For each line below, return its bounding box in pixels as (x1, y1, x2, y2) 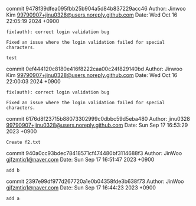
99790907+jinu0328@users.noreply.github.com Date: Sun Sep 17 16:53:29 (6, 121, 188, 128)
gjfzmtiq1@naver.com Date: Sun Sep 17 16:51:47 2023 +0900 (6, 156, 155, 163)
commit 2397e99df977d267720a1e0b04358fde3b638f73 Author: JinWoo (6, 178, 184, 185)
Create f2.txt (6, 139, 41, 145)
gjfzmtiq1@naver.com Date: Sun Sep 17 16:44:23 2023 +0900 (6, 184, 156, 191)
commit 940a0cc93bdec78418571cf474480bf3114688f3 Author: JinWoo (6, 150, 182, 156)
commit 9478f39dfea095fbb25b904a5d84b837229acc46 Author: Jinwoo (6, 5, 186, 12)
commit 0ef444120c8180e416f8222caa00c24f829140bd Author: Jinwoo (6, 65, 183, 72)
